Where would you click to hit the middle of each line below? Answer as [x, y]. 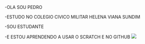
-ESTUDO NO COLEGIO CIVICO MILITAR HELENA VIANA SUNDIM [72, 17]
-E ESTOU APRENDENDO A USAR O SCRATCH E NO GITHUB [67, 37]
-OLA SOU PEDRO [23, 7]
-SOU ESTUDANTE [24, 26]
